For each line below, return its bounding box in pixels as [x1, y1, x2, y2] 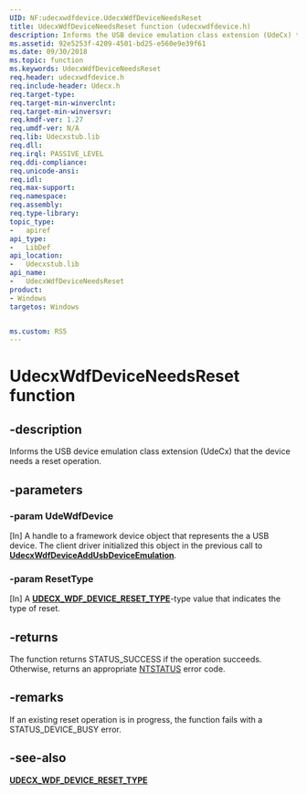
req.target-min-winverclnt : [9, 98, 117, 108]
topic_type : [9, 217, 55, 227]
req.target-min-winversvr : [9, 107, 112, 116]
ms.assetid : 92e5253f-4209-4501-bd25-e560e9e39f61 [9, 38, 206, 48]
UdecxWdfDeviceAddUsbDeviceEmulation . [9, 549, 177, 560]
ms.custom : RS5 [9, 326, 68, 336]
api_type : [9, 234, 48, 243]
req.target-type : [9, 90, 76, 99]
